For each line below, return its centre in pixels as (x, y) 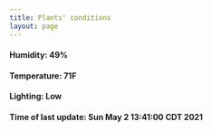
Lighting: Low (35, 97)
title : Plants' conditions (60, 18)
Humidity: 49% (39, 55)
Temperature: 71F (43, 75)
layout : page (34, 26)
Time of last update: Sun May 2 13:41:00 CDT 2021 (106, 117)
